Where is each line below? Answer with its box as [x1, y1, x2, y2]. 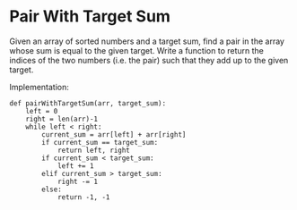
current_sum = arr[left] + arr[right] [41, 130, 187, 139]
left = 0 [25, 106, 58, 115]
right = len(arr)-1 [25, 114, 99, 123]
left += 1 [57, 161, 94, 171]
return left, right [57, 146, 130, 155]
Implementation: [9, 81, 70, 92]
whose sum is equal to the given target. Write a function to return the [9, 45, 265, 55]
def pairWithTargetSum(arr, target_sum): [9, 98, 167, 108]
